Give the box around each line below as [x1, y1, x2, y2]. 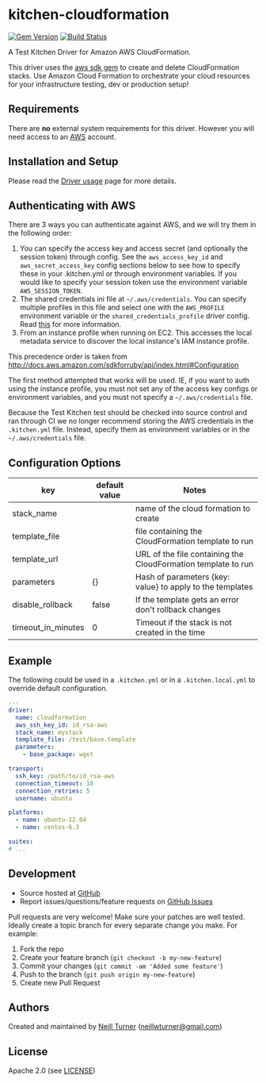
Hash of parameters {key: [135, 571, 230, 582]
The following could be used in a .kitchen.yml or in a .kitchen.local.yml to [8, 675, 256, 684]
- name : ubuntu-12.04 [15, 816, 87, 824]
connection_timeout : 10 [15, 779, 93, 787]
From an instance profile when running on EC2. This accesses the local [19, 328, 252, 338]
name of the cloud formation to [135, 503, 251, 514]
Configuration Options [8, 456, 121, 470]
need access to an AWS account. [8, 132, 116, 141]
